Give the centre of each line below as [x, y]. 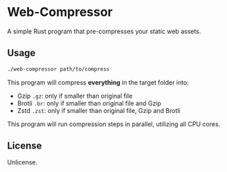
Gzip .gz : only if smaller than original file [75, 96]
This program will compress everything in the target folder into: [98, 82]
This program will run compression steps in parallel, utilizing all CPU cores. [114, 124]
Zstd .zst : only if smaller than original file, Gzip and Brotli [99, 110]
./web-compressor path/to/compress [58, 69]
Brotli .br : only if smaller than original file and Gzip [89, 103]
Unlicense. [22, 162]
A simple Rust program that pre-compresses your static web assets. [104, 31]
